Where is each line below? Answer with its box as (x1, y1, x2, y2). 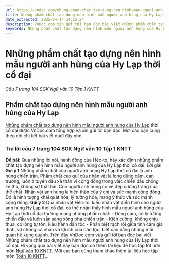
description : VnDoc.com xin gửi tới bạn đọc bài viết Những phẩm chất (5, 21, 156, 27)
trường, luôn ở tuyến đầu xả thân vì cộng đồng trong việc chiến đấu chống (5, 178, 159, 184)
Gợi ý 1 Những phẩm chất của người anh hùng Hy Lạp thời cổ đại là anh (5, 168, 152, 174)
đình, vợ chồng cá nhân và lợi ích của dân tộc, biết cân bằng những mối (5, 227, 153, 233)
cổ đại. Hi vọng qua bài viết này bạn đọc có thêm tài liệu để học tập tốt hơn (5, 243, 161, 249)
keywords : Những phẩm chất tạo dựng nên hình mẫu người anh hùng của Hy (5, 26, 161, 31)
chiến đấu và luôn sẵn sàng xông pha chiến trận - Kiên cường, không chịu (5, 216, 158, 222)
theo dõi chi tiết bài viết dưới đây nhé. (5, 132, 83, 139)
